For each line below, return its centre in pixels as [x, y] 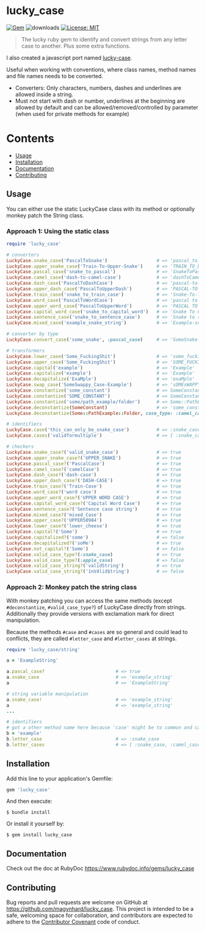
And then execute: [29, 801]
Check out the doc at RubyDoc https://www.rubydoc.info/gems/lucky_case [100, 869]
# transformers [26, 351]
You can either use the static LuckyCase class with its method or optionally [101, 209]
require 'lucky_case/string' [43, 649]
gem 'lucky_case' [28, 790]
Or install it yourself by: [35, 824]
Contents [31, 139]
